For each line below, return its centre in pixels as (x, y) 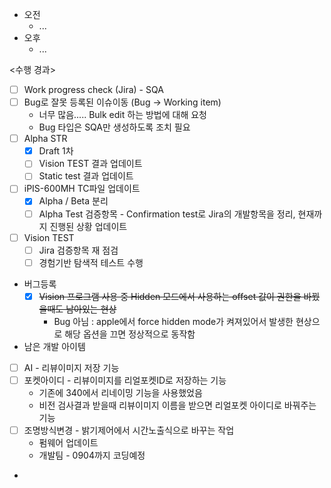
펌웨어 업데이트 (68, 442)
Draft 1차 (56, 151)
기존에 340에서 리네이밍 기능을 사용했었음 (120, 392)
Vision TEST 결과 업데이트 (90, 164)
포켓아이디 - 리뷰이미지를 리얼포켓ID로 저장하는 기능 (125, 380)
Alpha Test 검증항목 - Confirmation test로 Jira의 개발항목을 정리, (167, 214)
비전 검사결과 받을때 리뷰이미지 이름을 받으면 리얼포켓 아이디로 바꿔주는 (177, 405)
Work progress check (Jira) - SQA (93, 89)
